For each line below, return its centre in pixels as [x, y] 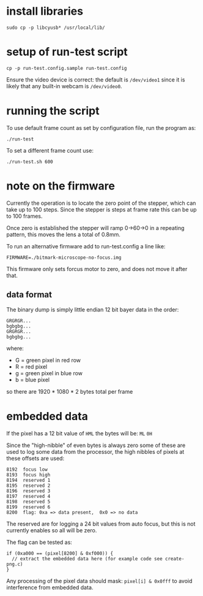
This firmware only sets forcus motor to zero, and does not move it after [97, 269]
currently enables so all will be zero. [52, 530]
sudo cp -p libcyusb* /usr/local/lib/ [56, 28]
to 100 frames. [24, 216]
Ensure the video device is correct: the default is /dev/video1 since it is [96, 79]
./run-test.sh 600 [30, 162]
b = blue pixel [32, 380]
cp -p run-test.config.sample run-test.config [67, 68]
